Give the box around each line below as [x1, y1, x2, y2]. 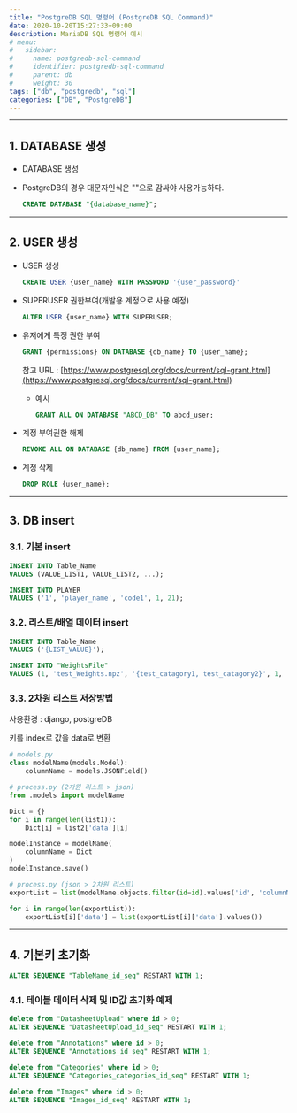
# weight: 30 [9, 79, 73, 88]
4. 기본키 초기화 [9, 948, 90, 963]
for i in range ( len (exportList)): [9, 904, 137, 913]
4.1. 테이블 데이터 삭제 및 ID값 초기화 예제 [9, 994, 173, 1007]
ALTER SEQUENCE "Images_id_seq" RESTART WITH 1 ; [9, 1095, 192, 1104]
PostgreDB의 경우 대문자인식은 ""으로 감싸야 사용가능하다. [21, 182, 225, 193]
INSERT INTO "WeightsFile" [9, 661, 109, 671]
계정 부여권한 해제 [21, 427, 84, 438]
